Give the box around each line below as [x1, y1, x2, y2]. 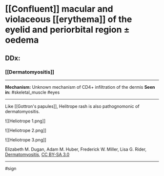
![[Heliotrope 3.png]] [5, 137, 46, 142]
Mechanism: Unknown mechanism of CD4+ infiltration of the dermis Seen [5, 84, 155, 90]
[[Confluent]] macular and [5, 3, 113, 15]
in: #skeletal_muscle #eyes [5, 89, 60, 95]
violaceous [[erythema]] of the [5, 14, 132, 25]
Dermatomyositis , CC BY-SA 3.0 [5, 151, 70, 157]
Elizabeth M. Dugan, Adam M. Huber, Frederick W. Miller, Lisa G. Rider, [5, 146, 147, 152]
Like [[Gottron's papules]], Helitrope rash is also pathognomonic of [5, 103, 140, 109]
